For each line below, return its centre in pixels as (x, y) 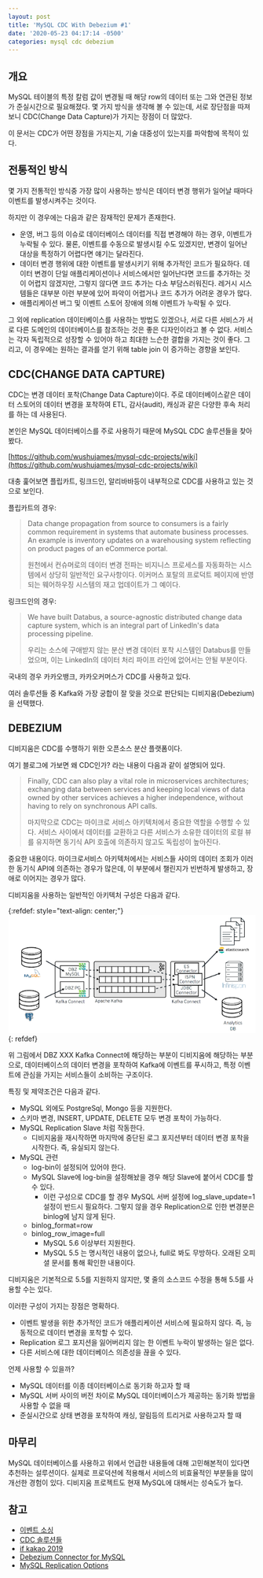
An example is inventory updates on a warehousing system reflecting (139, 540)
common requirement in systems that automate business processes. (138, 532)
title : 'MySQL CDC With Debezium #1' (70, 25)
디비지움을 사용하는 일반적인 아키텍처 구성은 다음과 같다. (94, 895)
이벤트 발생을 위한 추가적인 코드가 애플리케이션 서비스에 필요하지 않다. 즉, (131, 1322)
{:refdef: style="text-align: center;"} (66, 910)
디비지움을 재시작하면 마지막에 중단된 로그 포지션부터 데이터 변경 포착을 (140, 1137)
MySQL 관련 (39, 1157)
